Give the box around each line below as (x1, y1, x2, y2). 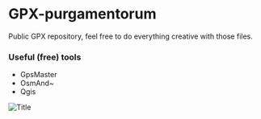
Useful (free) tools (8, 51, 82, 63)
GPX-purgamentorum (8, 5, 157, 23)
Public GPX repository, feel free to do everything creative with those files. (8, 31, 253, 41)
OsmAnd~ (19, 78, 54, 88)
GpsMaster (19, 70, 57, 80)
